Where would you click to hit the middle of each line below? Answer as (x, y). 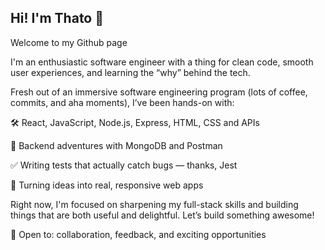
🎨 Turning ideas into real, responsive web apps (107, 185)
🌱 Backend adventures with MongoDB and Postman (116, 145)
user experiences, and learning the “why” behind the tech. (130, 72)
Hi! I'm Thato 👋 (57, 18)
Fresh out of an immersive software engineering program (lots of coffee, (159, 92)
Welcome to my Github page (69, 42)
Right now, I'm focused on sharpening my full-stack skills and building (154, 204)
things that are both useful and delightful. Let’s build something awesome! (162, 215)
